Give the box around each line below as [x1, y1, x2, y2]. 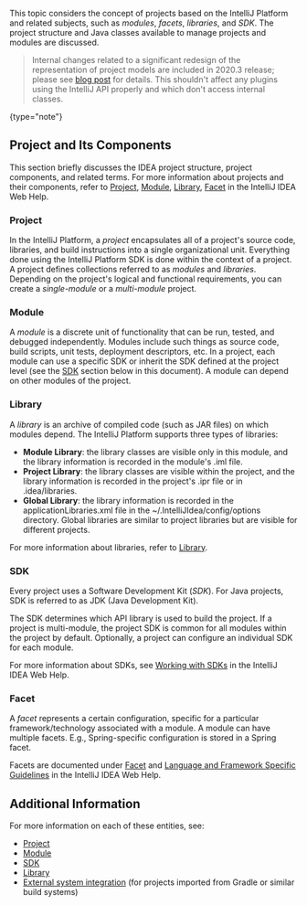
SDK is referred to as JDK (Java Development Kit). [9, 595, 199, 606]
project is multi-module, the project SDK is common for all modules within [9, 623, 287, 634]
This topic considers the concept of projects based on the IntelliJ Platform [9, 8, 289, 18]
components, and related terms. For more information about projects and [9, 171, 284, 182]
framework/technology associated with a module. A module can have [9, 722, 271, 734]
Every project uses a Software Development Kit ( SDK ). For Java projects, [9, 585, 284, 596]
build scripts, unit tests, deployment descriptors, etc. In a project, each [9, 346, 276, 357]
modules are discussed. [9, 37, 100, 48]
